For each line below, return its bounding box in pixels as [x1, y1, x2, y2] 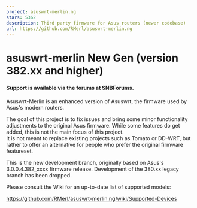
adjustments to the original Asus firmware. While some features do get [6, 122, 181, 129]
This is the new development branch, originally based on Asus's [6, 159, 164, 166]
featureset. [6, 147, 34, 155]
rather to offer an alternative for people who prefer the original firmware [6, 141, 184, 148]
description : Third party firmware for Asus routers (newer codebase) [6, 20, 186, 26]
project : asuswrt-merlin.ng [6, 8, 77, 15]
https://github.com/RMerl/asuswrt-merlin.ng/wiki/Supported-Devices [6, 195, 177, 202]
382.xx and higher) [6, 64, 104, 78]
